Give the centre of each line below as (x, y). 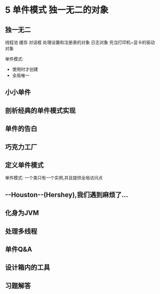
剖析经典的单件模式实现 (40, 110)
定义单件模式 (24, 165)
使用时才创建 (25, 69)
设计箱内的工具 (28, 268)
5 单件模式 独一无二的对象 (57, 10)
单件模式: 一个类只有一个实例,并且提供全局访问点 (54, 178)
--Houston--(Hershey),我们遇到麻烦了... (67, 195)
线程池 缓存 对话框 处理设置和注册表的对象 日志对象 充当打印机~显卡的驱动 (80, 42)
